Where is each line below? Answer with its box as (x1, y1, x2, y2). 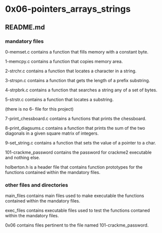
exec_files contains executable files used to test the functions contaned (5, 207, 150, 213)
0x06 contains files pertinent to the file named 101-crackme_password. (5, 222, 149, 228)
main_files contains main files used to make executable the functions (5, 193, 144, 199)
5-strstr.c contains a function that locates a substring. (5, 96, 114, 102)
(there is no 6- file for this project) (5, 106, 74, 112)
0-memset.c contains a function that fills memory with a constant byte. (5, 49, 149, 55)
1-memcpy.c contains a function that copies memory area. (5, 58, 123, 64)
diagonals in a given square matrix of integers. (5, 130, 99, 136)
